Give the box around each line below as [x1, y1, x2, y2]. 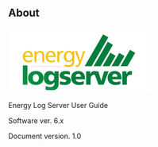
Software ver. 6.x [8, 115, 64, 126]
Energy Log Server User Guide [8, 100, 109, 110]
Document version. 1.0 [8, 131, 82, 141]
